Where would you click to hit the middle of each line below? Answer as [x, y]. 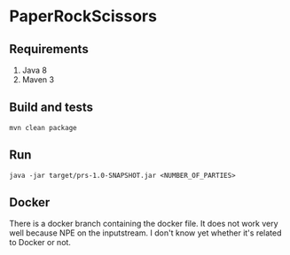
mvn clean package [43, 127]
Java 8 [34, 70]
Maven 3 [38, 80]
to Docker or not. [40, 243]
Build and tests [51, 108]
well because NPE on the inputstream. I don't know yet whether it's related [145, 233]
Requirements [49, 49]
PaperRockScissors [83, 16]
